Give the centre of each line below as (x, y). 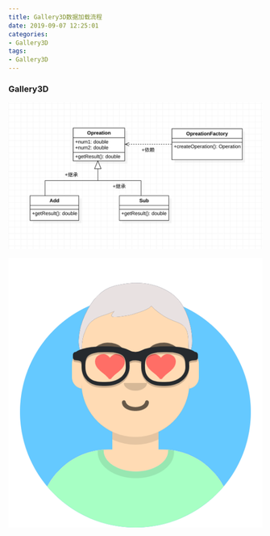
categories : (28, 34)
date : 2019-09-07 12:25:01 (54, 25)
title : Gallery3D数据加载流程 (55, 17)
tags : (17, 51)
